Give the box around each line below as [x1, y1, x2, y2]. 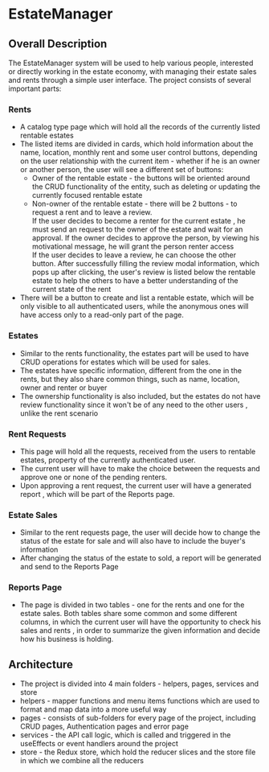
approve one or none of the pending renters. [19, 472, 168, 482]
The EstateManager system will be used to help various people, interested [8, 58, 254, 68]
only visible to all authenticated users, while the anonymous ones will [19, 302, 249, 311]
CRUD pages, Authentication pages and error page [19, 721, 189, 732]
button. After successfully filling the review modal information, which [31, 259, 259, 269]
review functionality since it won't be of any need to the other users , [19, 400, 248, 409]
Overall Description [8, 37, 108, 51]
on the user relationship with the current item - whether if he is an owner [19, 156, 261, 166]
